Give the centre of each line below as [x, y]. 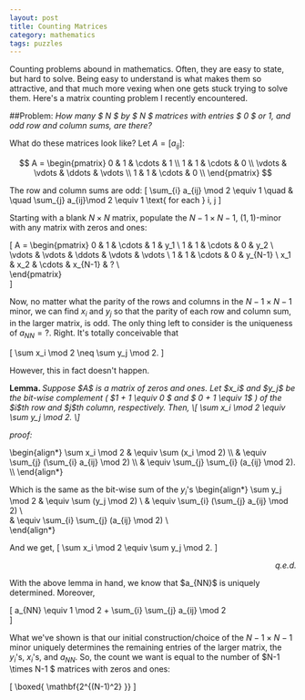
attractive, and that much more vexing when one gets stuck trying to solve [149, 88]
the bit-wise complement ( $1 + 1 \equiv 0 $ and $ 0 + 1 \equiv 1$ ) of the [146, 397]
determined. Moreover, [52, 592]
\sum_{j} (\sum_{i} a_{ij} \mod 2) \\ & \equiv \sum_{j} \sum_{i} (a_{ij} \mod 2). [152, 462]
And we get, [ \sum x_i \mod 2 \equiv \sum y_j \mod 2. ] [114, 548]
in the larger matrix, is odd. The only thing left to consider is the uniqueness [151, 323]
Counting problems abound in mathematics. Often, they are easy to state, [147, 69]
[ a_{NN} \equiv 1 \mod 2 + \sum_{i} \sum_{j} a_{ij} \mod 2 [118, 611]
